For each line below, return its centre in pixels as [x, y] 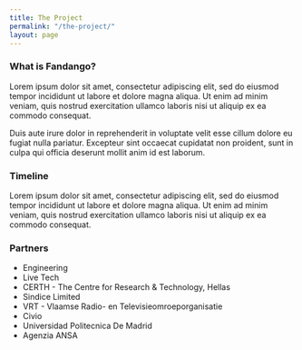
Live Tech [41, 277]
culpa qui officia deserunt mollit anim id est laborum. [107, 152]
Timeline [29, 175]
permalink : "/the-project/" [63, 26]
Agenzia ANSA [50, 335]
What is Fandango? [53, 66]
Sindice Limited [51, 297]
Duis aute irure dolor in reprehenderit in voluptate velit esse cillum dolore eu [151, 133]
